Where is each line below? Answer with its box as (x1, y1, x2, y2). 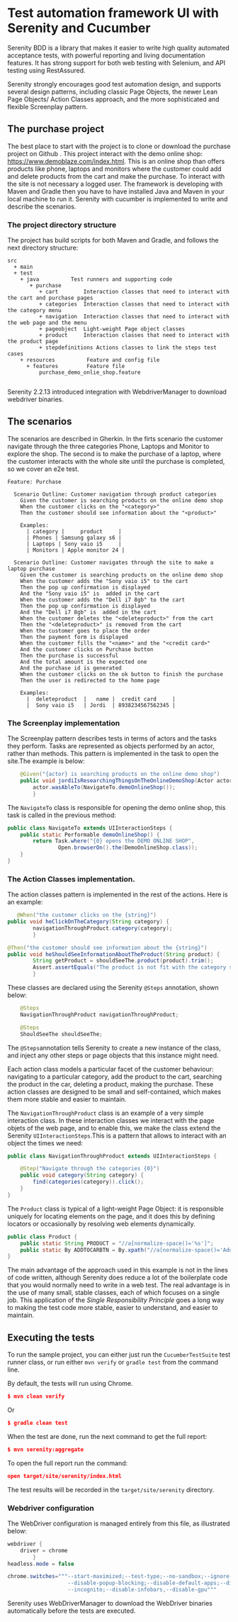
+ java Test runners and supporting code (20, 276, 173, 283)
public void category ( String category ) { (20, 1172, 144, 1179)
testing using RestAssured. (7, 66, 86, 74)
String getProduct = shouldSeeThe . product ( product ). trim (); (33, 957, 214, 965)
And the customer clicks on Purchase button (20, 645, 154, 653)
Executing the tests (7, 1331, 95, 1343)
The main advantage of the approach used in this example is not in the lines (7, 1266, 229, 1274)
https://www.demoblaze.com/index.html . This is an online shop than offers (7, 157, 225, 165)
